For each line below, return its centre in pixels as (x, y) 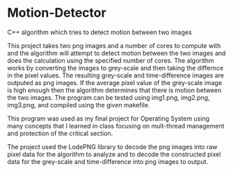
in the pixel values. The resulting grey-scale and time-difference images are (116, 75)
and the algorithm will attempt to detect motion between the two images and (116, 53)
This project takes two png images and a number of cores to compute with (114, 45)
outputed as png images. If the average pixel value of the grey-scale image (115, 82)
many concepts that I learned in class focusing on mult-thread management (116, 126)
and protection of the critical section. (60, 133)
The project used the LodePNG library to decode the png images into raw (112, 146)
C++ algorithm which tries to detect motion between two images (100, 32)
